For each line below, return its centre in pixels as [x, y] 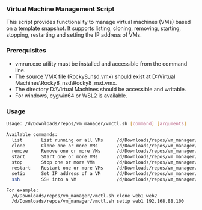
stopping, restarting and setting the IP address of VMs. [74, 35]
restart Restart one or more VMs [57, 168]
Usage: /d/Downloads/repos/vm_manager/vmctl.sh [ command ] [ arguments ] [96, 123]
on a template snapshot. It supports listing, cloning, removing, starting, [94, 28]
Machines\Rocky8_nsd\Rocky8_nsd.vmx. [66, 82]
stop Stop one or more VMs [54, 162]
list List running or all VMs [57, 140]
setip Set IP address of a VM [56, 173]
